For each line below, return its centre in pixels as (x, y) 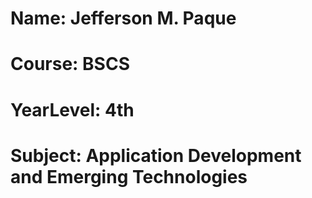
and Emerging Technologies (129, 176)
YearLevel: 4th (72, 109)
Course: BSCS (70, 64)
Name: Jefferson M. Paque (123, 18)
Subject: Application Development (156, 155)
